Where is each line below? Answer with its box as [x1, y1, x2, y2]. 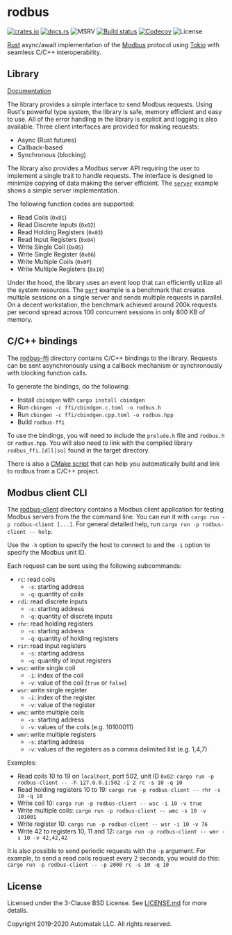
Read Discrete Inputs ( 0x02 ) [17, 220, 96, 229]
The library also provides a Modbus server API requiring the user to [7, 164, 200, 172]
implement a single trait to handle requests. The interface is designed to [7, 171, 213, 179]
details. [7, 906, 28, 915]
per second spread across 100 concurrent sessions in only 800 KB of [7, 307, 206, 316]
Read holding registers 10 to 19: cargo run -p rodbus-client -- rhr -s [17, 786, 221, 794]
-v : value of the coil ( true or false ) [27, 678, 127, 687]
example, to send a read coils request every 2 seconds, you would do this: [7, 854, 220, 863]
